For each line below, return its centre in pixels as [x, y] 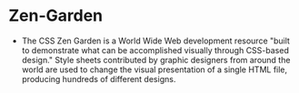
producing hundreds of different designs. [99, 79]
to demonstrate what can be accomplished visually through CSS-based [155, 50]
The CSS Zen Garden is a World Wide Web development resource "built [155, 41]
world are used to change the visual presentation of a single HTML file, [154, 70]
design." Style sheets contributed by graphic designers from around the [156, 60]
